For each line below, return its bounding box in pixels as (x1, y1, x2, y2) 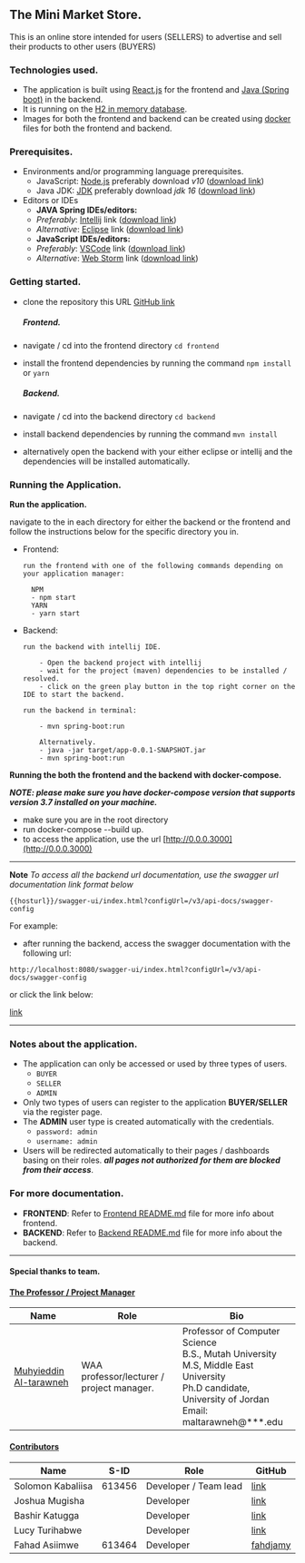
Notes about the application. (9, 1037, 138, 1050)
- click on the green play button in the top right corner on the (39, 682, 296, 691)
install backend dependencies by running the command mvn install (22, 428, 279, 439)
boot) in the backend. (22, 94, 103, 105)
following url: (22, 948, 72, 958)
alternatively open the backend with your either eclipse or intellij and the (22, 446, 293, 457)
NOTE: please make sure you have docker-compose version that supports (9, 787, 296, 798)
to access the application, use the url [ (22, 833, 166, 844)
